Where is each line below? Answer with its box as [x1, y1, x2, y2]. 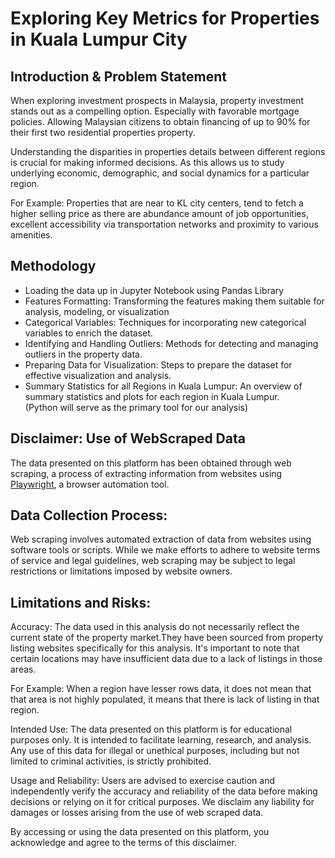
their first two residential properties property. [10, 127, 196, 138]
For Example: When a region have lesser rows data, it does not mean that [10, 683, 312, 695]
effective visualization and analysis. [24, 369, 172, 381]
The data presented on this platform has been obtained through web [10, 457, 292, 469]
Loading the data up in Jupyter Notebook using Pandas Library [24, 284, 285, 296]
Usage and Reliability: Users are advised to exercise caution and [10, 775, 276, 787]
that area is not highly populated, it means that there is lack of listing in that [10, 693, 320, 706]
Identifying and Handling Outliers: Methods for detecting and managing [24, 337, 319, 349]
